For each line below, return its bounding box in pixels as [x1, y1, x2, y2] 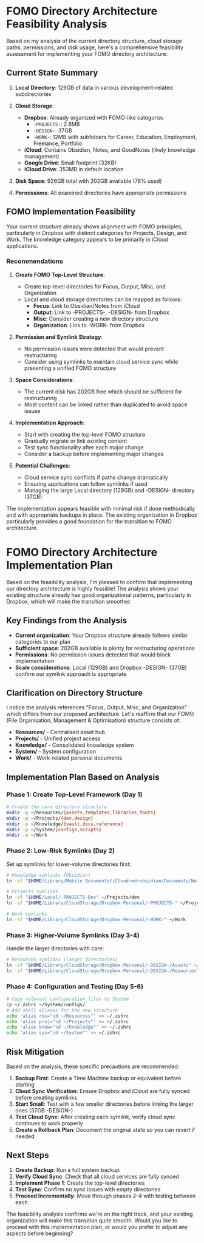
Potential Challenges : [15, 461, 71, 469]
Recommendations [6, 257, 64, 265]
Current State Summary [6, 68, 98, 78]
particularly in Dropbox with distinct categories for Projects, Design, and [6, 229, 187, 236]
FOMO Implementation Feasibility [6, 206, 135, 217]
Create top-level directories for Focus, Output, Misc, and [24, 282, 166, 290]
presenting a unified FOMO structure [24, 364, 117, 372]
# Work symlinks [6, 911, 47, 918]
